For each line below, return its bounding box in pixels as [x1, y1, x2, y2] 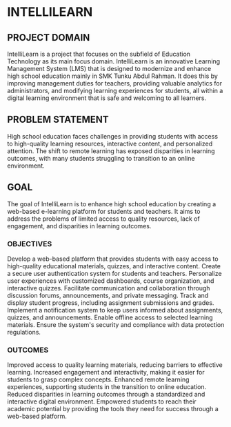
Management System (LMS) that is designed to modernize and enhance [7, 65, 212, 72]
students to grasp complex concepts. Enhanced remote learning [7, 375, 190, 384]
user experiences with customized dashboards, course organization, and [7, 277, 214, 285]
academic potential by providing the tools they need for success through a [7, 405, 219, 413]
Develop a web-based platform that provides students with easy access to [7, 255, 219, 263]
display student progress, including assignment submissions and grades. [7, 298, 214, 307]
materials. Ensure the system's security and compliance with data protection [7, 320, 225, 328]
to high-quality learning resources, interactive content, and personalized [7, 139, 212, 148]
